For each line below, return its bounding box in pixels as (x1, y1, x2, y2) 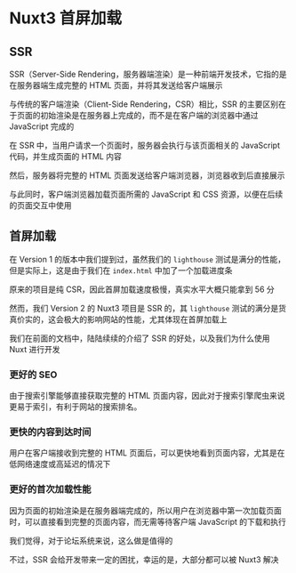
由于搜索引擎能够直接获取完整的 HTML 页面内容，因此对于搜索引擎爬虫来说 (9, 391, 285, 401)
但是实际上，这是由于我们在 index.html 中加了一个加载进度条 (9, 264, 233, 276)
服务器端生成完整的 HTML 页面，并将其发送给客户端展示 (16, 80, 223, 90)
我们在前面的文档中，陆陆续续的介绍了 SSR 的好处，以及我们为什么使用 (9, 333, 270, 343)
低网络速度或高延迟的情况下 (9, 459, 111, 470)
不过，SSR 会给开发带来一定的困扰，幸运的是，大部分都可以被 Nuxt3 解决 (9, 553, 279, 565)
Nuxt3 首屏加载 (9, 8, 123, 28)
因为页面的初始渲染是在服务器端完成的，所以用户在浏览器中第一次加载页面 (9, 504, 282, 516)
